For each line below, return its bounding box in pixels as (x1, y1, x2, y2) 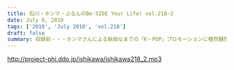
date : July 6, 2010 (7, 17, 64, 24)
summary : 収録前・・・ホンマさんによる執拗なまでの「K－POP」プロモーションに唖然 (7, 36, 219, 43)
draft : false (7, 29, 45, 37)
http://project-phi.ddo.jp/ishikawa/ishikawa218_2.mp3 (7, 55, 162, 63)
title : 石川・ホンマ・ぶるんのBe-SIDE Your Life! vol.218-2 (7, 10, 174, 17)
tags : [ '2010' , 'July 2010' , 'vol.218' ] (7, 23, 127, 30)
